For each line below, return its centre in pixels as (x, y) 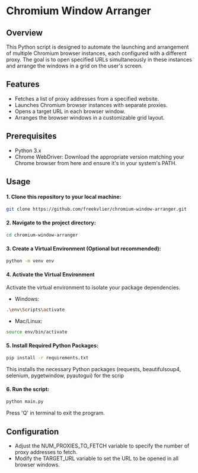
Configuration (33, 431)
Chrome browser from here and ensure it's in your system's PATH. (95, 163)
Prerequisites (31, 136)
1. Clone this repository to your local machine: (64, 197)
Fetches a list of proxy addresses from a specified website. (87, 98)
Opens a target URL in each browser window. (70, 111)
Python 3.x (28, 150)
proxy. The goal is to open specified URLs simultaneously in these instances (99, 59)
